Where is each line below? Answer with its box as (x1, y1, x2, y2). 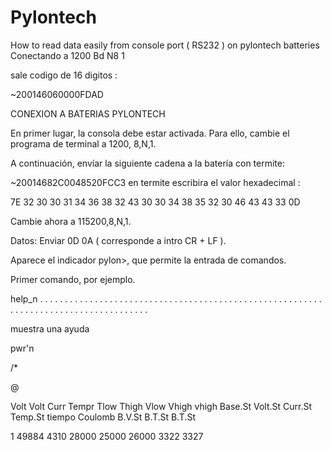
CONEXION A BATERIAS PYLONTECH (10, 107, 166, 120)
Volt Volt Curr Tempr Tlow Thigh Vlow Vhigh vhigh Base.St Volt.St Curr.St (10, 400, 313, 412)
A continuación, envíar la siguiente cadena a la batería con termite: (10, 157, 285, 169)
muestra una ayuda (10, 322, 90, 335)
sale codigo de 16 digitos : (10, 69, 118, 81)
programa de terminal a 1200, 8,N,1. (10, 137, 157, 150)
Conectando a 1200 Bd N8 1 (10, 49, 125, 61)
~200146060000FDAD (10, 88, 104, 100)
